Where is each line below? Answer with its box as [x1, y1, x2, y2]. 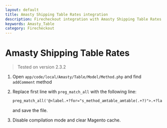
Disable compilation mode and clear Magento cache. [12, 117, 121, 123]
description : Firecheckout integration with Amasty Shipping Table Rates [5, 16, 162, 21]
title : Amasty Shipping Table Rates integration [5, 12, 108, 17]
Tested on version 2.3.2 [17, 64, 66, 70]
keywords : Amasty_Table [5, 21, 55, 26]
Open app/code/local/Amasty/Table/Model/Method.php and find [12, 73, 142, 80]
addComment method [12, 79, 52, 85]
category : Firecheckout [5, 26, 55, 31]
